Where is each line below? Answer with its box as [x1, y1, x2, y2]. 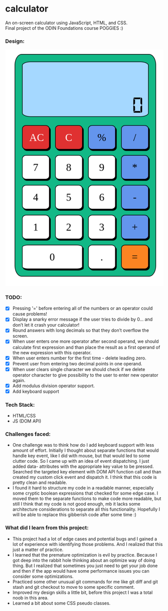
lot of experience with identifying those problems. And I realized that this [12, 541, 163, 547]
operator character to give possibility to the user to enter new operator [12, 372, 158, 378]
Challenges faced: [5, 431, 51, 438]
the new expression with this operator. [12, 349, 92, 355]
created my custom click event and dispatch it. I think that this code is [12, 474, 157, 480]
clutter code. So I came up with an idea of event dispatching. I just [12, 458, 149, 464]
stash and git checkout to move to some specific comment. [12, 584, 135, 590]
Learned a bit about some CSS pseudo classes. [12, 600, 111, 606]
